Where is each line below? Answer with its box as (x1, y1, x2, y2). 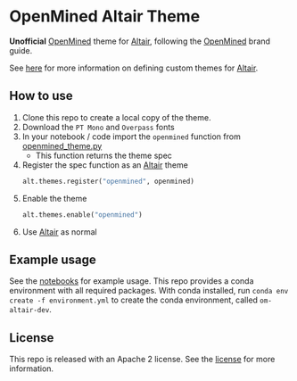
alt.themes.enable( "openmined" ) (21, 210, 143, 219)
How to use (9, 88, 73, 104)
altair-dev (9, 306, 50, 315)
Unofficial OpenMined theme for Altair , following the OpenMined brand (9, 36, 270, 46)
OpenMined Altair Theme (9, 6, 201, 27)
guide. (9, 45, 33, 55)
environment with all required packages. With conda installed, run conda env (9, 286, 289, 296)
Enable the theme (21, 193, 87, 203)
